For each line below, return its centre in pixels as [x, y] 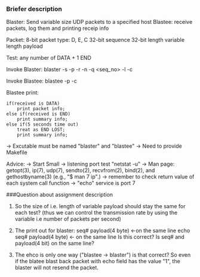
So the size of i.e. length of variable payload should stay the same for [100, 206]
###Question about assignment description [60, 195]
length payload [24, 46]
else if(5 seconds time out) [42, 124]
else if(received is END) [38, 114]
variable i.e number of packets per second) [68, 219]
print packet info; [41, 109]
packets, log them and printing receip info [58, 28]
